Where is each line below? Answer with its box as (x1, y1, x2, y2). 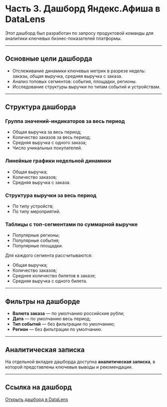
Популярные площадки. (12, 243, 63, 249)
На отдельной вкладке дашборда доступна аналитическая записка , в (5, 359, 156, 365)
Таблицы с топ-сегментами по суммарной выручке (5, 220, 138, 227)
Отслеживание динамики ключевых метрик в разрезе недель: (12, 68, 146, 74)
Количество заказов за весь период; (12, 134, 91, 140)
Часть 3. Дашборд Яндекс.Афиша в (5, 3, 161, 14)
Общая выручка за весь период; (12, 129, 82, 135)
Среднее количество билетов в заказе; (12, 273, 96, 279)
